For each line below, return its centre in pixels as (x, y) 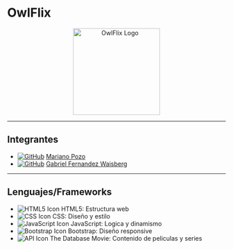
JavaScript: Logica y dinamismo (116, 223)
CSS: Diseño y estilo (81, 216)
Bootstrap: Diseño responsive (110, 231)
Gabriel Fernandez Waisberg (87, 164)
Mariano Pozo (66, 156)
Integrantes (33, 140)
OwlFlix (29, 13)
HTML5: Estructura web (95, 209)
